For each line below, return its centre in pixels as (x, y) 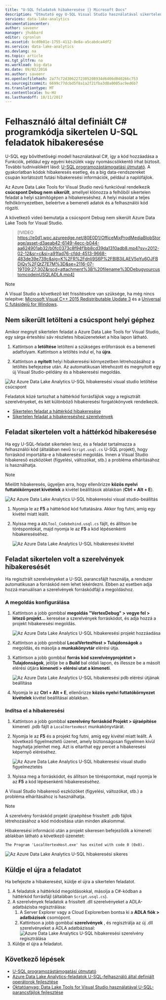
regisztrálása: (52, 907)
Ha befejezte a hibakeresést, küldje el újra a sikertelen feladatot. (70, 882)
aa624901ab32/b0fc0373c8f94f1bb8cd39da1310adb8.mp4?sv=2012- (88, 249)
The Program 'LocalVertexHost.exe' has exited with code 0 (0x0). (75, 845)
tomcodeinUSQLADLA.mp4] (46, 275)
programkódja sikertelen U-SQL (71, 132)
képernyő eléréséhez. (34, 752)
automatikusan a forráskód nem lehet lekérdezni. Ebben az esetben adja (79, 584)
